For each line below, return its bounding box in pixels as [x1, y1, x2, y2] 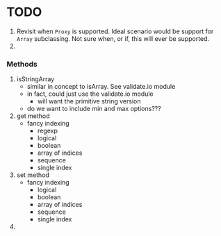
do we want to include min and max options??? [26, 105, 161, 113]
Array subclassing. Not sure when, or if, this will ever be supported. [16, 34, 210, 42]
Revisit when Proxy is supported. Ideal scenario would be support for [16, 27, 214, 35]
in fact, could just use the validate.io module [26, 90, 154, 98]
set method [16, 171, 50, 179]
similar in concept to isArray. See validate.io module [26, 83, 176, 91]
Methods [6, 59, 38, 69]
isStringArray [16, 75, 55, 83]
